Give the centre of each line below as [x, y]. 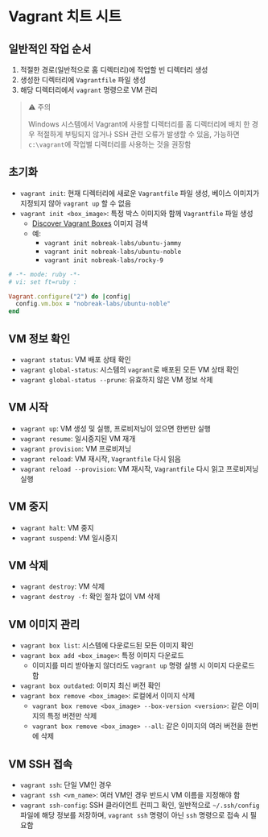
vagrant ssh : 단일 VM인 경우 [66, 785]
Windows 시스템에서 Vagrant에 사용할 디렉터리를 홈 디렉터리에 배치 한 [139, 124]
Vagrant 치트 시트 [65, 17]
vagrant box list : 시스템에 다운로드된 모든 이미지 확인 [107, 645]
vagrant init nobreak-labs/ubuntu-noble [113, 252]
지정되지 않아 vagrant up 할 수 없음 [75, 203]
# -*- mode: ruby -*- [45, 274]
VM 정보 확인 [39, 338]
